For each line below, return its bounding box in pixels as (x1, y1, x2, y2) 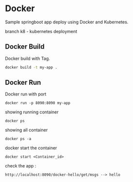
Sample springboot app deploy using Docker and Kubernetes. (5, 19, 129, 25)
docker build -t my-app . (5, 65, 57, 70)
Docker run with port (5, 91, 47, 97)
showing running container (5, 109, 59, 115)
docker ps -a (5, 137, 32, 142)
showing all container (5, 127, 48, 133)
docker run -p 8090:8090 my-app (5, 101, 70, 106)
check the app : (5, 163, 36, 169)
